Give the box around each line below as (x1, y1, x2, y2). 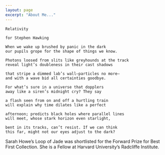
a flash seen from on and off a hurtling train (5, 98, 109, 103)
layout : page (5, 7, 33, 13)
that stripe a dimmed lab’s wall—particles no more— (5, 71, 120, 76)
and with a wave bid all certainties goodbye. (5, 75, 106, 81)
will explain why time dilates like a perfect (5, 102, 106, 107)
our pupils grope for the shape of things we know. (5, 49, 117, 54)
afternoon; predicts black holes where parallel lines (5, 111, 125, 117)
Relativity (5, 26, 29, 31)
